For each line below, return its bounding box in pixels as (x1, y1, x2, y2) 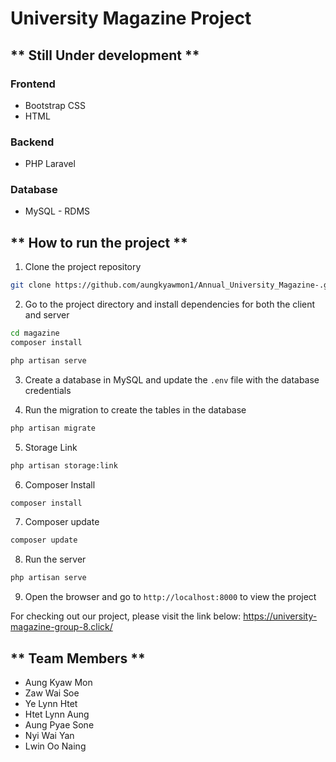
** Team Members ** (10, 650, 146, 667)
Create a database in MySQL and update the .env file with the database (24, 373, 320, 386)
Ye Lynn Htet (24, 697, 78, 709)
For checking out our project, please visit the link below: (10, 610, 242, 622)
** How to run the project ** (10, 234, 188, 251)
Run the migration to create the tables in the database (24, 403, 247, 416)
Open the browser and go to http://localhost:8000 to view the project (24, 591, 317, 603)
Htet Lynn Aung (24, 708, 90, 720)
